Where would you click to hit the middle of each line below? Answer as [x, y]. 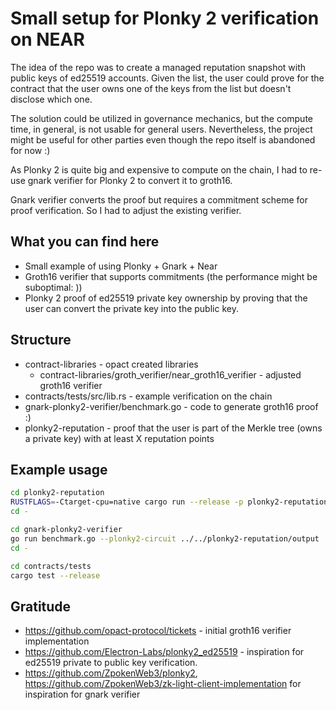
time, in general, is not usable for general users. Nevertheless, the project [161, 129]
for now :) [30, 150]
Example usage [59, 469]
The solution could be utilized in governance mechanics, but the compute [161, 118]
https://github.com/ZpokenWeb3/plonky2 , [111, 673]
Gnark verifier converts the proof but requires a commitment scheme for [159, 199]
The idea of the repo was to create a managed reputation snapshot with [158, 67]
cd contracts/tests [51, 566]
